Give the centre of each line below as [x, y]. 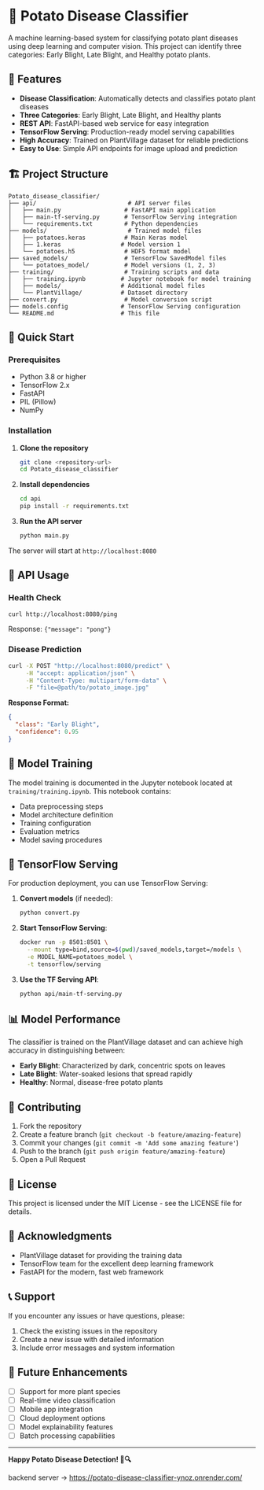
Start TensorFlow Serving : [63, 928]
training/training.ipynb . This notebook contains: [90, 791]
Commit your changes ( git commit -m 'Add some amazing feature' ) [129, 1143]
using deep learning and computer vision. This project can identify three [125, 46]
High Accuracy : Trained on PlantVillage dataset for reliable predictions [134, 140]
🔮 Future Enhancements [68, 1372]
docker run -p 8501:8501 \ [64, 942]
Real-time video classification [67, 1400]
